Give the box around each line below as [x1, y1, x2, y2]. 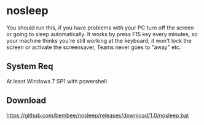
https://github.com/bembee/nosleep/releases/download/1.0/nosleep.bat [6, 112, 189, 119]
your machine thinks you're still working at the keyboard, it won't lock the [6, 37, 192, 44]
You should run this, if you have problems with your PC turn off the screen [6, 24, 194, 31]
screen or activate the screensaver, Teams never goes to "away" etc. [6, 44, 181, 51]
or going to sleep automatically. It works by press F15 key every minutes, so [6, 30, 198, 37]
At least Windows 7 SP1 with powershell [6, 77, 108, 85]
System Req [6, 61, 53, 72]
